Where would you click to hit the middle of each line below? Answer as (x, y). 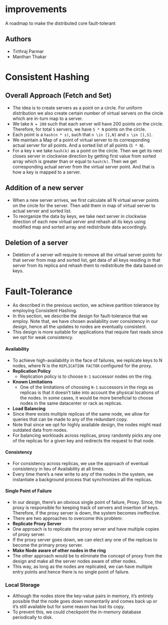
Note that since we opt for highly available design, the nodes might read (87, 424)
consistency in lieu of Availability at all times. (58, 469)
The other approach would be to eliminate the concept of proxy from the (87, 555)
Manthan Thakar (29, 56)
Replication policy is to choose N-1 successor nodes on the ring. (86, 376)
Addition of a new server (44, 188)
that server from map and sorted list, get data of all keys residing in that (86, 260)
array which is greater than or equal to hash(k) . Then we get (74, 161)
